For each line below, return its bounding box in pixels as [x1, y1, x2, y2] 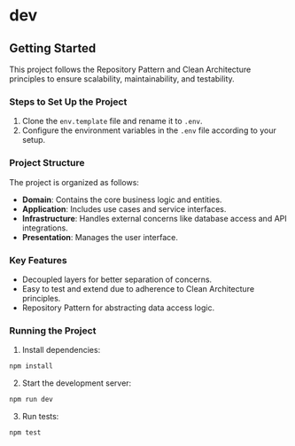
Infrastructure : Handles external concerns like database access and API [21, 213, 288, 223]
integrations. [21, 223, 68, 233]
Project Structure [9, 157, 85, 169]
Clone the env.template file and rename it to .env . [21, 116, 203, 127]
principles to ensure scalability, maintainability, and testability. [9, 74, 235, 84]
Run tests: [21, 411, 59, 421]
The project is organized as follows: [9, 176, 140, 187]
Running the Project [9, 325, 97, 337]
